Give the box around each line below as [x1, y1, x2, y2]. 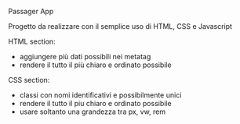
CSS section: [8, 76, 50, 84]
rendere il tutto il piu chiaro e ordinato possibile [19, 99, 172, 108]
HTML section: [8, 37, 56, 46]
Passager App [8, 7, 54, 16]
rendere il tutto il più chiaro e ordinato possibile [19, 60, 172, 69]
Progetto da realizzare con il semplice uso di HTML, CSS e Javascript [8, 22, 233, 30]
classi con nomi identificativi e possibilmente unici [19, 90, 182, 100]
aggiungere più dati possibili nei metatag [19, 52, 151, 61]
